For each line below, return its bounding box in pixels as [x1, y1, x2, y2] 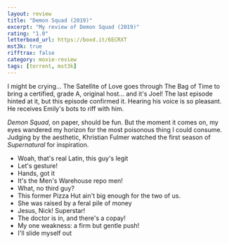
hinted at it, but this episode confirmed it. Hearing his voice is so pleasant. [7, 96, 222, 105]
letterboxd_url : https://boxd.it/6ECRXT [7, 37, 128, 44]
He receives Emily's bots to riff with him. [7, 104, 124, 113]
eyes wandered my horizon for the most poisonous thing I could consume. [7, 125, 223, 134]
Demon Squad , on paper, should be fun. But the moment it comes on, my [7, 117, 219, 127]
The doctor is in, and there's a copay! [17, 214, 126, 222]
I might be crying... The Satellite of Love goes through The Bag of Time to [7, 82, 220, 90]
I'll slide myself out [17, 229, 72, 237]
